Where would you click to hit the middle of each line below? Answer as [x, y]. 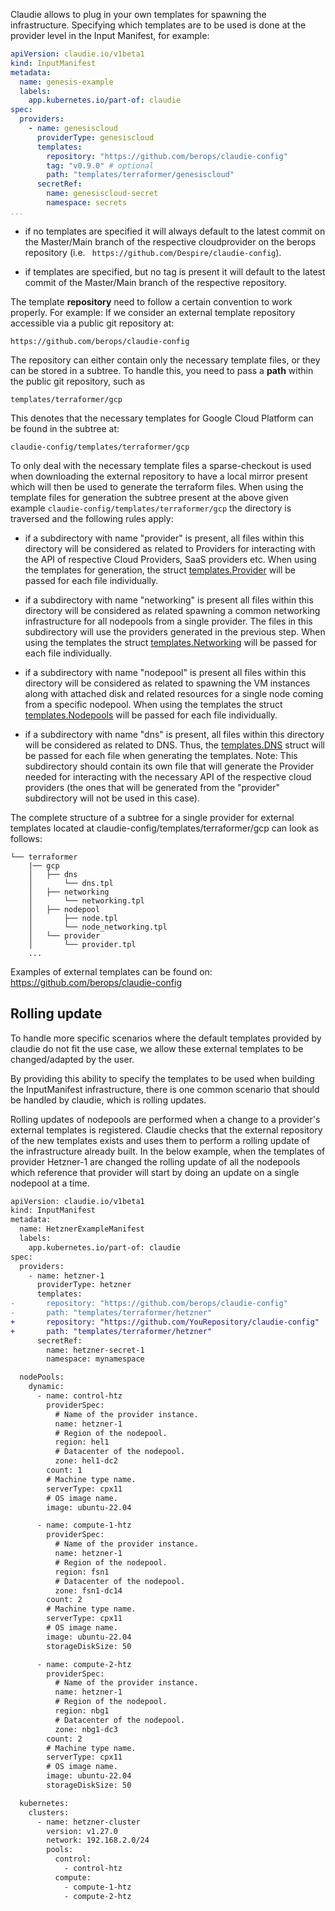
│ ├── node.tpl [73, 918]
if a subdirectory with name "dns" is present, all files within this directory [174, 734]
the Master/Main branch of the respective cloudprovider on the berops [170, 241]
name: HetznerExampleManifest [82, 1229]
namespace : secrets [87, 203]
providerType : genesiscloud [95, 137]
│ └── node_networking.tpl [98, 927]
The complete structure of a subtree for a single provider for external [152, 817]
